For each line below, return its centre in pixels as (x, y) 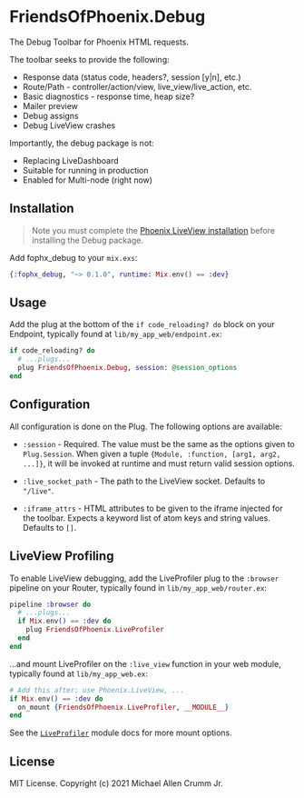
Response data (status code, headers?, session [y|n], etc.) (132, 77)
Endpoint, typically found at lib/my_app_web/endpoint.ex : (116, 334)
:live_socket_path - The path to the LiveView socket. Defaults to (144, 481)
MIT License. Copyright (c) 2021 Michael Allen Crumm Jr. (117, 783)
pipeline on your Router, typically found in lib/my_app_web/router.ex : (138, 587)
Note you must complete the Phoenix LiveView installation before (153, 230)
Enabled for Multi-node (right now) (87, 180)
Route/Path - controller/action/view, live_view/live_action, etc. (137, 86)
